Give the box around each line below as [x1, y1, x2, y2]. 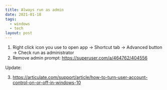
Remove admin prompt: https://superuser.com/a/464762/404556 [12, 55, 148, 60]
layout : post [5, 30, 33, 35]
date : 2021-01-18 [5, 12, 42, 17]
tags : [5, 16, 17, 21]
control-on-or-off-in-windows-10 [12, 79, 81, 85]
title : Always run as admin [5, 7, 64, 12]
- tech [10, 26, 24, 31]
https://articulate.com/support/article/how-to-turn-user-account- [12, 74, 148, 80]
